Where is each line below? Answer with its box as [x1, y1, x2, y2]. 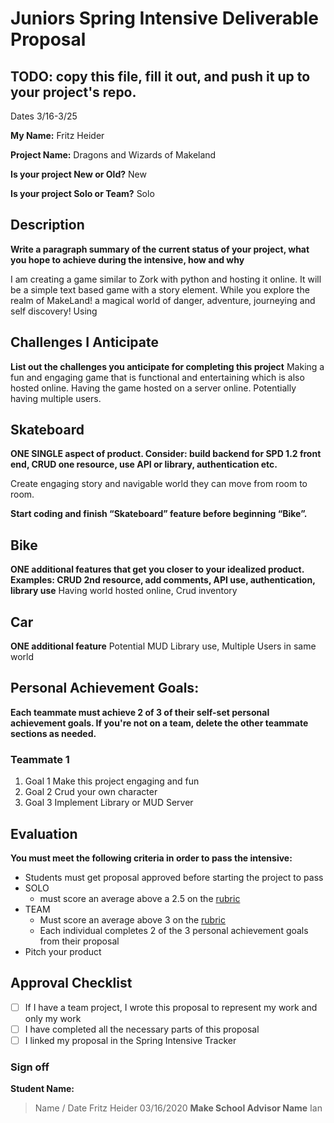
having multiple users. [10, 392, 102, 404]
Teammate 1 [10, 752, 70, 766]
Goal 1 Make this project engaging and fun [24, 775, 200, 787]
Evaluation [10, 825, 78, 842]
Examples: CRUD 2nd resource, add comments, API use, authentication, [10, 574, 316, 586]
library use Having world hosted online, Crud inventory [10, 585, 238, 597]
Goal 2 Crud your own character [24, 786, 158, 798]
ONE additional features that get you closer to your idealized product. [10, 563, 305, 576]
